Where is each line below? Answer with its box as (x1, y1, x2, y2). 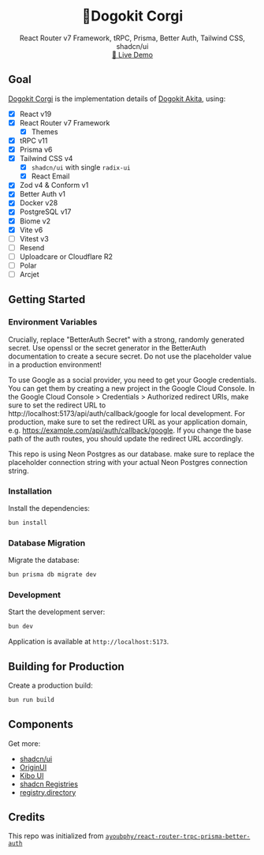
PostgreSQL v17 (19, 207, 72, 216)
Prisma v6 (19, 145, 53, 154)
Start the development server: (8, 607, 106, 617)
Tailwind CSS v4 (19, 154, 73, 163)
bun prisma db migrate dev (8, 571, 97, 579)
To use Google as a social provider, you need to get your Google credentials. (8, 375, 257, 384)
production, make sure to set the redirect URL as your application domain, (8, 417, 248, 426)
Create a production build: (8, 681, 93, 690)
